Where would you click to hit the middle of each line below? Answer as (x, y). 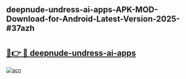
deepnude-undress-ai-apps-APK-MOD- (82, 10)
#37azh (20, 28)
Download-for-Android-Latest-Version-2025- (93, 19)
